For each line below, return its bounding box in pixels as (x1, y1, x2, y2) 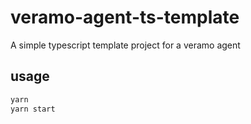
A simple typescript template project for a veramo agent (10, 39, 241, 51)
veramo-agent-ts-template (10, 6, 240, 29)
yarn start (10, 104, 56, 114)
